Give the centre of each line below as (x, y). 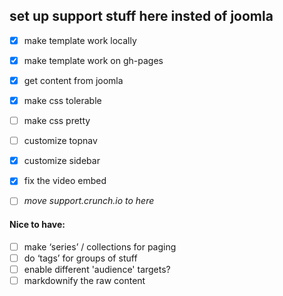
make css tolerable (62, 100)
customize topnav (60, 141)
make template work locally (80, 40)
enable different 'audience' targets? (97, 269)
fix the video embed (65, 181)
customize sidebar (62, 161)
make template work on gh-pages (93, 60)
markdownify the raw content (84, 280)
